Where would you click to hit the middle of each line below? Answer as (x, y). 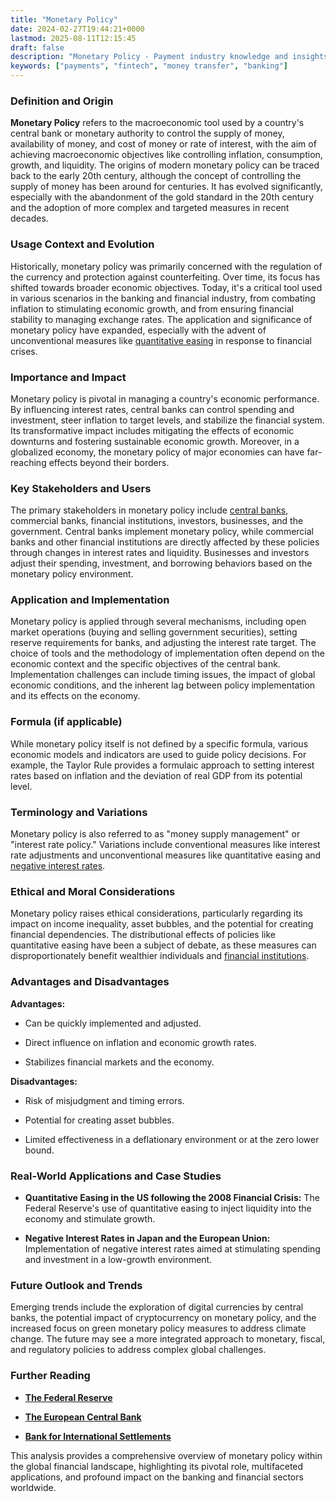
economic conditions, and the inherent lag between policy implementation (163, 685)
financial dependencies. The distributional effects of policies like (143, 935)
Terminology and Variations (79, 812)
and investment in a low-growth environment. (118, 1259)
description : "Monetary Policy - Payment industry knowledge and (149, 57)
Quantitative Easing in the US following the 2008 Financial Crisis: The (172, 1197)
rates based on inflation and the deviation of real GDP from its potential (156, 775)
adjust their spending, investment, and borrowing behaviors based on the (161, 563)
